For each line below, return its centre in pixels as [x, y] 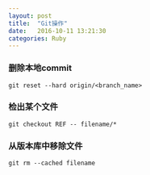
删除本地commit [40, 68]
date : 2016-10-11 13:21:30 [57, 31]
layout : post [30, 16]
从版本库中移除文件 [46, 146]
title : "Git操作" [38, 23]
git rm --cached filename [52, 163]
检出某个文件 [33, 107]
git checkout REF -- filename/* [62, 124]
